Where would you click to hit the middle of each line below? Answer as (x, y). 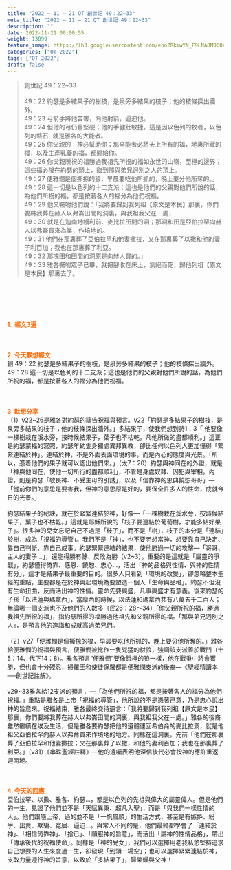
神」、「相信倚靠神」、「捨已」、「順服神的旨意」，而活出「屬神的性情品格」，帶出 (115, 834)
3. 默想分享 (23, 411)
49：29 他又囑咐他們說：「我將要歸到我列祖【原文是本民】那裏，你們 (121, 204)
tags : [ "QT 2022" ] (33, 59)
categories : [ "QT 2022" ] (43, 52)
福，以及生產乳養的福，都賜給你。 (72, 153)
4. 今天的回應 (26, 791)
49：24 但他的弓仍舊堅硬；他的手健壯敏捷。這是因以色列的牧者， (117, 127)
